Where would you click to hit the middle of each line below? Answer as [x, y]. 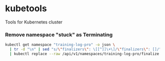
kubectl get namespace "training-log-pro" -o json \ [60, 45]
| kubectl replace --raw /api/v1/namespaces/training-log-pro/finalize [84, 54]
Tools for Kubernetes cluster [34, 22]
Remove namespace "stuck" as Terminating [59, 35]
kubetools [26, 9]
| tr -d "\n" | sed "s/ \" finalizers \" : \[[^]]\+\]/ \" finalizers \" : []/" [85, 49]
